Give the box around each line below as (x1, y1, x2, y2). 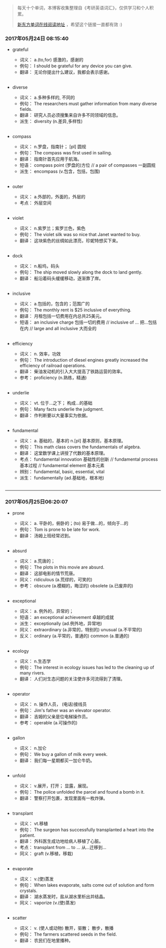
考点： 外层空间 (19, 200, 52, 206)
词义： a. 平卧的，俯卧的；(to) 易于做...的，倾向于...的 (19, 520, 128, 526)
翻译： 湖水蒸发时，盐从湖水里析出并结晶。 (19, 893, 108, 900)
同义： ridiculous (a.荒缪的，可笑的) (19, 576, 93, 582)
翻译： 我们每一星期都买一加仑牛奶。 (19, 757, 95, 763)
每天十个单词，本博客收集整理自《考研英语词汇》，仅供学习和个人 (17, 5, 150, 10)
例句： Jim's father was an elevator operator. (19, 707, 112, 713)
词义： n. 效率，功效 (19, 351, 61, 357)
